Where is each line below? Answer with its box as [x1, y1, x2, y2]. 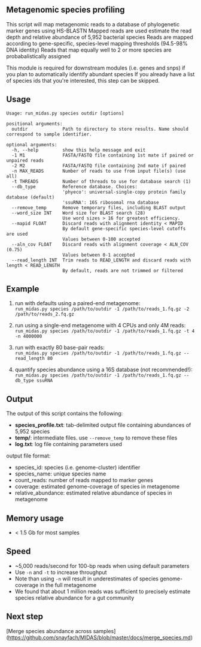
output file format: [6, 452, 51, 459]
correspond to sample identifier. [6, 131, 93, 137]
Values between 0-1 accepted [62, 252, 135, 258]
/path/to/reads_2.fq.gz [14, 311, 75, 317]
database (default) [6, 194, 55, 200]
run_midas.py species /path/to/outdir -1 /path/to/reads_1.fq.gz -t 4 [14, 328, 195, 335]
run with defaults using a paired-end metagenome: [14, 300, 141, 307]
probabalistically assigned [6, 52, 71, 59]
